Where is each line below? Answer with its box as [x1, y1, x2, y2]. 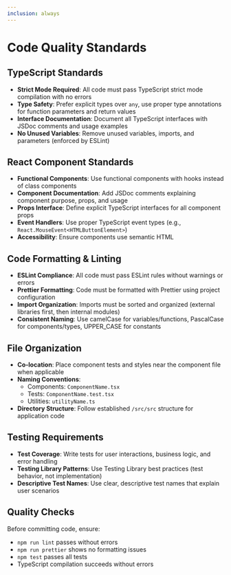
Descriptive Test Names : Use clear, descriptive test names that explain [16, 479, 220, 487]
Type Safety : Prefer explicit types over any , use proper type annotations [16, 100, 222, 108]
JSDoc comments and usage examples [16, 122, 129, 130]
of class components [16, 182, 77, 190]
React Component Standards [7, 156, 134, 169]
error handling [16, 457, 58, 465]
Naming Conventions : [16, 376, 81, 384]
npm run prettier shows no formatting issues [16, 545, 146, 554]
